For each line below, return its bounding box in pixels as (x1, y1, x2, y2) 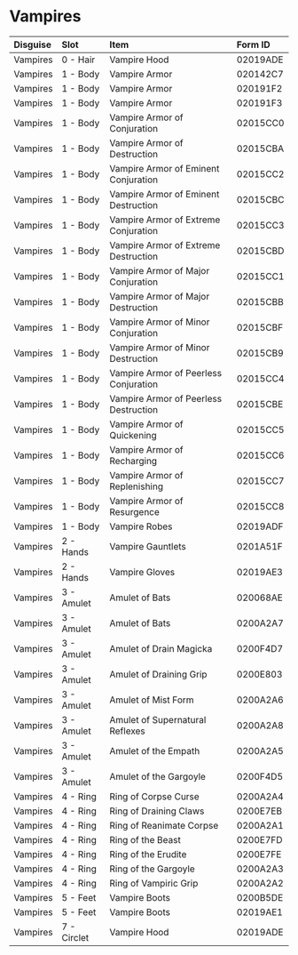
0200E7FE (236, 847, 282, 860)
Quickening (109, 429, 157, 441)
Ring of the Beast (109, 833, 182, 846)
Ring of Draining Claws (109, 805, 205, 817)
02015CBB (236, 295, 284, 308)
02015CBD (236, 245, 285, 257)
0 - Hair (61, 53, 96, 66)
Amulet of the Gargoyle (109, 770, 207, 782)
